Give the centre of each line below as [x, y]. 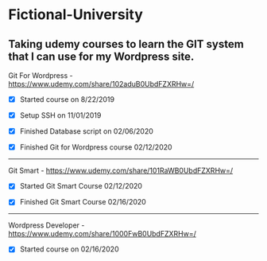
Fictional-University [75, 15]
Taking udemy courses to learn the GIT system [126, 44]
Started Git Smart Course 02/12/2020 [81, 186]
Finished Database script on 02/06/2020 [86, 131]
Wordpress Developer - [46, 225]
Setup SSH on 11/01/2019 [60, 115]
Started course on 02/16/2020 [69, 249]
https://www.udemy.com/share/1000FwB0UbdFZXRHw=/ [102, 234]
